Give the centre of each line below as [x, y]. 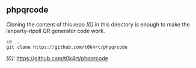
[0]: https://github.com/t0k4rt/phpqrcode [57, 58]
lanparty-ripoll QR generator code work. [56, 31]
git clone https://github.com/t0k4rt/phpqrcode [67, 47]
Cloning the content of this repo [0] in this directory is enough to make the [98, 24]
